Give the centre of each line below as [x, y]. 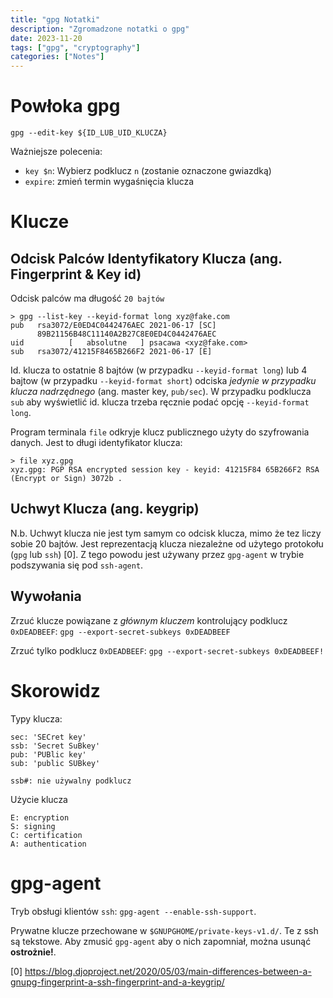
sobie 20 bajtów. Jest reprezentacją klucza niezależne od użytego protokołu [167, 543]
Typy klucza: [36, 718]
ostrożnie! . [33, 952]
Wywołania [46, 596]
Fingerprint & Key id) [76, 274]
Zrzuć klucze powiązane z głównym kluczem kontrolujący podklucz [149, 620]
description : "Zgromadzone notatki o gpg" [100, 29]
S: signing [33, 826]
